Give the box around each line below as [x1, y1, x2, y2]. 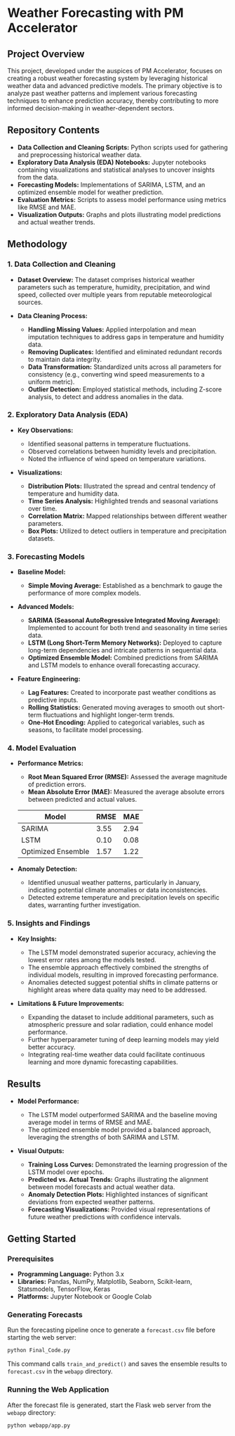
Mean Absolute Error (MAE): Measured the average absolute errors [27, 788, 225, 796]
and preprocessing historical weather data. [17, 150, 142, 159]
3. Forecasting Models [7, 551, 86, 561]
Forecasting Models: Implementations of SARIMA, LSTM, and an [17, 180, 206, 189]
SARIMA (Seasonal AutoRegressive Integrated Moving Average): [27, 616, 221, 624]
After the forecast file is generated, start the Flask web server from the [7, 1401, 212, 1409]
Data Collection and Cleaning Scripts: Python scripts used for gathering [17, 143, 228, 151]
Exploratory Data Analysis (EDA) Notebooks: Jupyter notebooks [17, 158, 207, 166]
